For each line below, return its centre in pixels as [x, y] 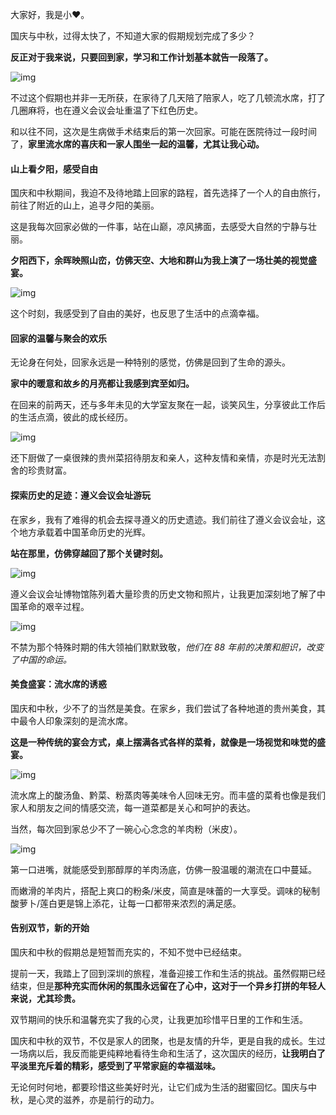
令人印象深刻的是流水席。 [80, 720]
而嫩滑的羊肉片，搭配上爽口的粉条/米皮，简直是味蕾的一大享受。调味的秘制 [165, 890]
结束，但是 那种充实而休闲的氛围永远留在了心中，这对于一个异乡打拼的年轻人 [168, 986]
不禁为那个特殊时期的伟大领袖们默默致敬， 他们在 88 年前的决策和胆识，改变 [167, 647]
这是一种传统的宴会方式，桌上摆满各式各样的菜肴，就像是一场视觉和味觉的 [163, 742]
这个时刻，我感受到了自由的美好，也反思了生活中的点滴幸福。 [137, 314]
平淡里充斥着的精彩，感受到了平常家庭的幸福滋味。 [115, 1066]
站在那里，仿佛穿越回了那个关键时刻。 [89, 553]
